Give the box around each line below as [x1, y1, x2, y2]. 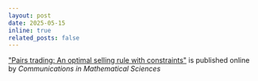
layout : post [8, 11, 52, 20]
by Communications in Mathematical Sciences [8, 64, 161, 74]
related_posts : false [8, 33, 80, 42]
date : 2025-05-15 [8, 19, 66, 27]
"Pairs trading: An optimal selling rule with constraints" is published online [8, 56, 250, 65]
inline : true [8, 26, 52, 34]
